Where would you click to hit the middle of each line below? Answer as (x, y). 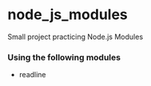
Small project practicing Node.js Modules (75, 37)
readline (32, 75)
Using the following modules (64, 57)
